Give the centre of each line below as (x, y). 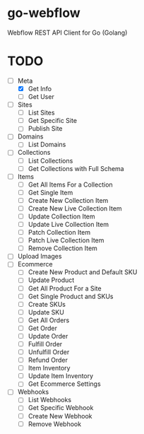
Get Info (40, 88)
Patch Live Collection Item (66, 240)
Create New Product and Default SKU (83, 272)
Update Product (51, 280)
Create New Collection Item (68, 200)
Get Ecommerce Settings (64, 384)
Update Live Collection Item (68, 224)
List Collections (50, 160)
